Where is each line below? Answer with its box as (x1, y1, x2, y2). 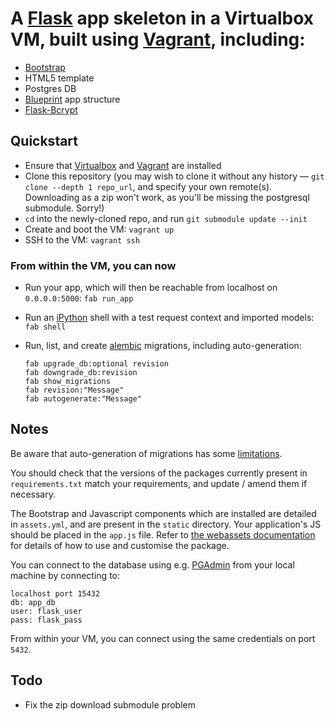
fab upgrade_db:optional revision (24, 359, 169, 369)
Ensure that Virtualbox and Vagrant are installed (24, 159, 222, 171)
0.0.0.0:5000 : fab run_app (24, 292, 134, 304)
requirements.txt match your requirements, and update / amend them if (10, 477, 308, 489)
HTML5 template (24, 72, 95, 84)
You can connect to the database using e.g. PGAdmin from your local (10, 558, 295, 571)
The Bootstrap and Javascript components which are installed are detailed (10, 507, 317, 519)
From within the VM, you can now (10, 258, 177, 272)
